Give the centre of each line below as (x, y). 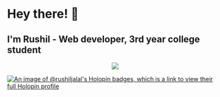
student (24, 50)
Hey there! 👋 (43, 14)
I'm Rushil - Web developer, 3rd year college (103, 39)
